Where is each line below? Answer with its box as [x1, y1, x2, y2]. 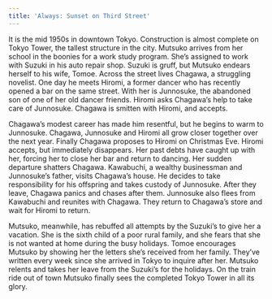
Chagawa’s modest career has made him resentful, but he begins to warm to [8, 119, 264, 128]
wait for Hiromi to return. [8, 205, 91, 215]
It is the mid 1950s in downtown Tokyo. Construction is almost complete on [8, 34, 259, 44]
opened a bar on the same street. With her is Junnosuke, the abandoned [8, 86, 252, 96]
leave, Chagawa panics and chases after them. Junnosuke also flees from [8, 188, 256, 197]
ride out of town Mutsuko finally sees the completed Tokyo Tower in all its [8, 273, 255, 283]
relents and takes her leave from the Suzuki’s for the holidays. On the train [8, 264, 257, 274]
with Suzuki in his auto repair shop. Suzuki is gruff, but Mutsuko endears [8, 60, 251, 70]
